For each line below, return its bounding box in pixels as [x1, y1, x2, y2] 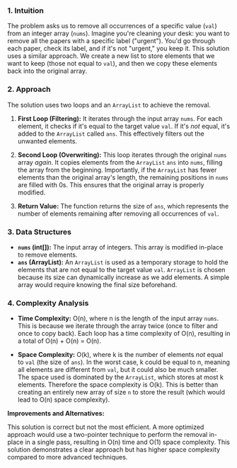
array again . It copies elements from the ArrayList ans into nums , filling [17, 158, 223, 166]
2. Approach [7, 84, 51, 94]
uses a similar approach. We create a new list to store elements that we [7, 52, 215, 60]
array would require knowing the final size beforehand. [17, 280, 178, 288]
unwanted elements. [17, 136, 78, 145]
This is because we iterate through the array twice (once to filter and [17, 322, 218, 330]
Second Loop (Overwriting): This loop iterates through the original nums [17, 151, 227, 159]
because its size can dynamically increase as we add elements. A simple [17, 273, 230, 281]
